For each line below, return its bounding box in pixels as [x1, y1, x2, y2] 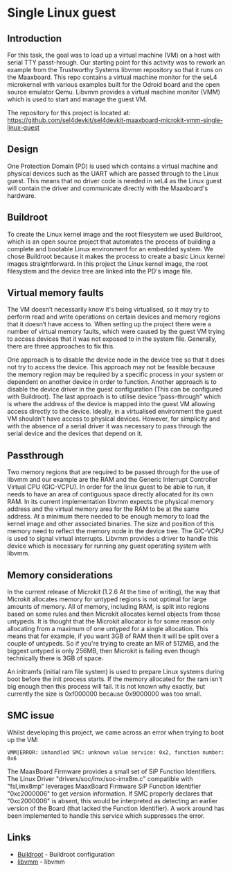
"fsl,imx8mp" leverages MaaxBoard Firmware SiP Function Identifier [7, 782, 202, 790]
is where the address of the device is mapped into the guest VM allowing [7, 400, 215, 408]
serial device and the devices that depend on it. [7, 429, 143, 438]
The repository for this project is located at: [7, 109, 131, 117]
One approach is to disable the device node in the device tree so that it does [7, 355, 225, 364]
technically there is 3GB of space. [7, 654, 104, 662]
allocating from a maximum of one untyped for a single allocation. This [7, 625, 209, 633]
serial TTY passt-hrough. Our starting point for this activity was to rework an [7, 58, 225, 67]
